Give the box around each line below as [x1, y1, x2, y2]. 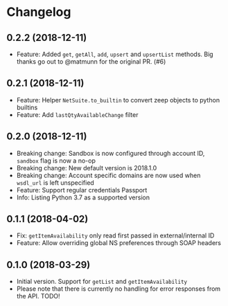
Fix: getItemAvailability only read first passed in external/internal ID [16, 231, 215, 240]
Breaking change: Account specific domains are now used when [16, 171, 201, 179]
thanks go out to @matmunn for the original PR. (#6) [16, 57, 166, 66]
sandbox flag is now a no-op [16, 156, 96, 165]
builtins [16, 103, 38, 111]
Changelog [6, 4, 71, 20]
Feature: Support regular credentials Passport [16, 186, 148, 194]
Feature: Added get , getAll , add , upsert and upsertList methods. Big [16, 50, 213, 58]
